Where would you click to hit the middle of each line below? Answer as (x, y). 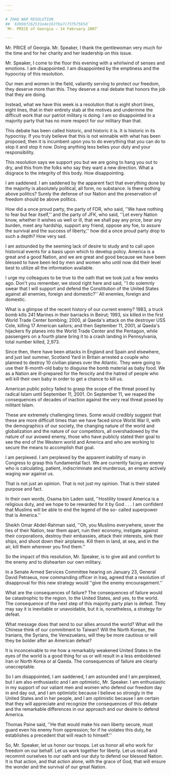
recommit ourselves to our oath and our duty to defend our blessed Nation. (84, 756)
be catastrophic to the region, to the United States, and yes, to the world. (82, 598)
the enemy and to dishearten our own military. (54, 562)
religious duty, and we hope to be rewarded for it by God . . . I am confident (84, 504)
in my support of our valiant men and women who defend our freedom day (84, 688)
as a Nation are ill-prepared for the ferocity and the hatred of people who (82, 374)
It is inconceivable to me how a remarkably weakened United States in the (83, 650)
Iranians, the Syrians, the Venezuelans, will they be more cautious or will (81, 635)
